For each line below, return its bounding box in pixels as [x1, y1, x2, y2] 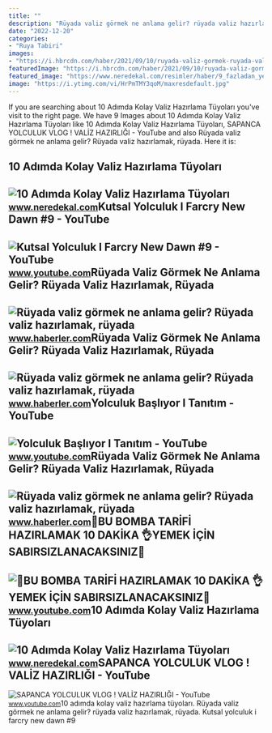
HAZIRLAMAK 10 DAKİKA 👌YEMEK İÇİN [8, 528, 215, 543]
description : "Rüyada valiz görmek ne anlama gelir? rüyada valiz [8, 19, 237, 28]
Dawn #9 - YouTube [8, 212, 110, 227]
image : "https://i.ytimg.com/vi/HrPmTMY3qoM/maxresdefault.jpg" [8, 79, 230, 87]
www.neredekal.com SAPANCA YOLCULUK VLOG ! [8, 656, 250, 670]
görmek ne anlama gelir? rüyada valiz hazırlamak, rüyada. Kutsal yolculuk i [8, 707, 257, 717]
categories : [8, 34, 49, 43]
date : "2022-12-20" [8, 27, 74, 35]
